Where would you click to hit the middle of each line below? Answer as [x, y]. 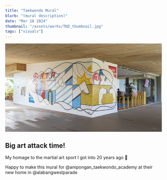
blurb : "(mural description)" [37, 16]
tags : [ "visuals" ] [24, 32]
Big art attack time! [35, 146]
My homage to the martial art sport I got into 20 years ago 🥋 [67, 158]
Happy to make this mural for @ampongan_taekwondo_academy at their [79, 167]
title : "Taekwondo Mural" [32, 10]
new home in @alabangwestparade [42, 173]
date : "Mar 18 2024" [27, 21]
